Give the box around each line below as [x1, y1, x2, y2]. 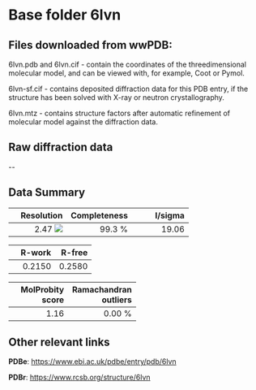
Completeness [70, 210, 128, 221]
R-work [20, 246, 52, 258]
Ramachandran [71, 284, 132, 295]
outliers [101, 294, 132, 305]
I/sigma [155, 210, 185, 221]
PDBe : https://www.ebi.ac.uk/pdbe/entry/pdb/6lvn [8, 357, 177, 366]
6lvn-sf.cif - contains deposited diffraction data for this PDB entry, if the [8, 84, 249, 93]
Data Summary [8, 185, 86, 200]
